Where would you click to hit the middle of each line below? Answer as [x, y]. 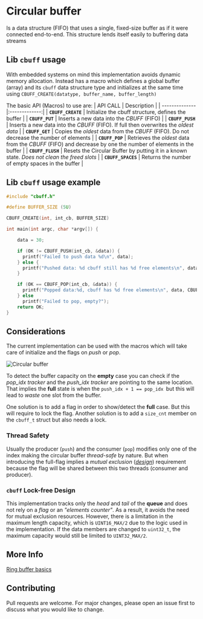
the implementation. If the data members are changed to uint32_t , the [94, 529]
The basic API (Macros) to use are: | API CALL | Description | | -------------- [101, 105]
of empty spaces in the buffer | [45, 163]
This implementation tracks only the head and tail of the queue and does [97, 503]
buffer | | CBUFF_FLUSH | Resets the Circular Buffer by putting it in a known [97, 150]
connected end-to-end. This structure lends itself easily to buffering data [97, 34]
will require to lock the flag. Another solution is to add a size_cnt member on [101, 414]
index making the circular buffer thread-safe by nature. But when [87, 455]
